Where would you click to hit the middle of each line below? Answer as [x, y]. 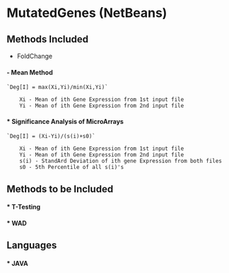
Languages [32, 245]
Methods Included [48, 39]
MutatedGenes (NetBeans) [87, 13]
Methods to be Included [60, 189]
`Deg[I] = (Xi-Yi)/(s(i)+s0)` [51, 136]
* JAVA [18, 263]
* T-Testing [24, 207]
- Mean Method [30, 72]
